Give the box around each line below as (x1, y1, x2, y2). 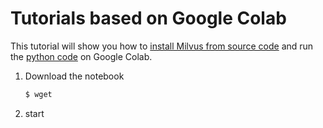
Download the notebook (24, 70, 125, 82)
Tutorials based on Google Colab (10, 7, 287, 30)
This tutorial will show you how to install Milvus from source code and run (10, 40, 314, 52)
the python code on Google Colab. (10, 50, 153, 62)
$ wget (24, 89, 53, 99)
